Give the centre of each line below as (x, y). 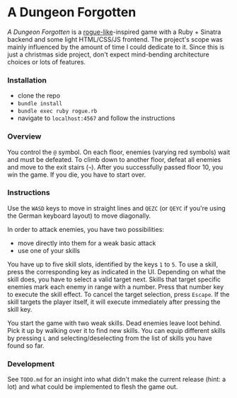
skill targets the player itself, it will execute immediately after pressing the (114, 302)
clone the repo (39, 95)
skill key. (20, 309)
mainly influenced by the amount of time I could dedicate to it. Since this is (116, 47)
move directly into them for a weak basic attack (87, 243)
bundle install (40, 104)
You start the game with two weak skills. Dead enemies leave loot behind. (114, 323)
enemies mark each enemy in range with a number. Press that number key (116, 286)
